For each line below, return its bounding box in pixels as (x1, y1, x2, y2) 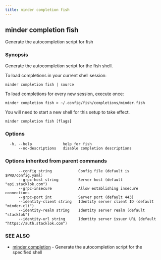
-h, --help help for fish (9, 141, 92, 147)
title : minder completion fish (5, 7, 70, 12)
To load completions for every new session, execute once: (5, 91, 124, 97)
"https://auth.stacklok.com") (5, 221, 68, 226)
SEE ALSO (5, 233, 30, 240)
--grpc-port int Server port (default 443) (18, 195, 134, 200)
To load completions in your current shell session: (5, 72, 107, 78)
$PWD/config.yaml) (5, 173, 43, 178)
